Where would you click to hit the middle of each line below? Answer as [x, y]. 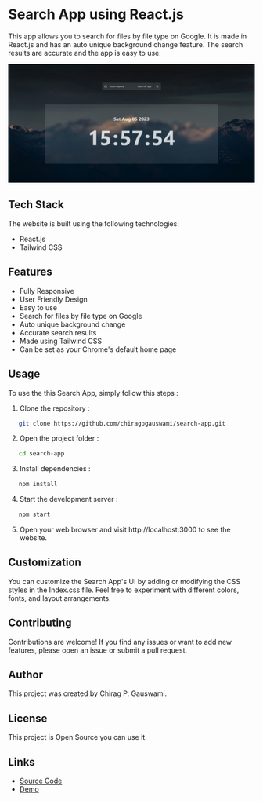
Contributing [40, 623]
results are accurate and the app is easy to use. [85, 53]
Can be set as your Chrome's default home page [98, 349]
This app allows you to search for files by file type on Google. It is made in [128, 36]
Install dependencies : [55, 469]
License [28, 718]
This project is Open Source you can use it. [77, 737]
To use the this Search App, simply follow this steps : [93, 393]
